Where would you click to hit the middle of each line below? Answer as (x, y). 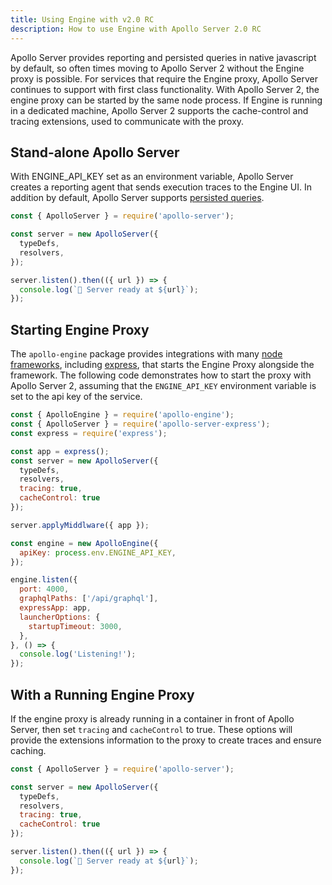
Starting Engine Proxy (80, 329)
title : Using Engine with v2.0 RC (82, 19)
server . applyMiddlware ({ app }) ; (80, 525)
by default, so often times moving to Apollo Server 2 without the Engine (157, 68)
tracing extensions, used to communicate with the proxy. (127, 121)
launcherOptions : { (60, 617)
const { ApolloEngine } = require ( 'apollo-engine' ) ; (122, 415)
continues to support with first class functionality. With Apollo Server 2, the (165, 89)
